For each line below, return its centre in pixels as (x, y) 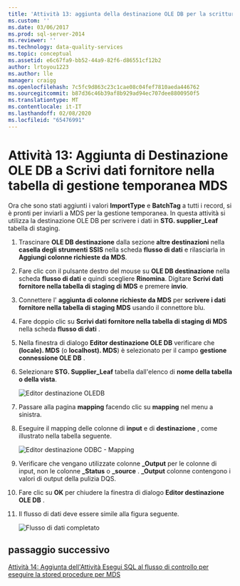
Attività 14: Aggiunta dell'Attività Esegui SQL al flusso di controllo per (109, 567)
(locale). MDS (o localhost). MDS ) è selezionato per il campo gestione (122, 350)
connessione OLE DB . (52, 358)
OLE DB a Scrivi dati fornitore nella (111, 170)
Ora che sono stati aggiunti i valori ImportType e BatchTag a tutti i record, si (120, 205)
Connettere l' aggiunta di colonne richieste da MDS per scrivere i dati (122, 299)
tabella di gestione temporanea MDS (118, 185)
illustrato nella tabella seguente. (65, 436)
